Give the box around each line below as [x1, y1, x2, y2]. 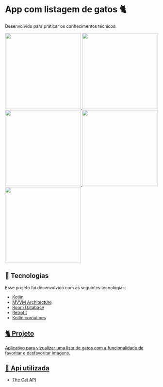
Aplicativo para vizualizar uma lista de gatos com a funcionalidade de [5, 345, 144, 350]
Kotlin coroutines [12, 314, 46, 320]
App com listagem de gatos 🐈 [5, 4, 127, 15]
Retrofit [12, 310, 27, 315]
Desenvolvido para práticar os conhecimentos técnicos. [5, 23, 117, 29]
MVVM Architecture [12, 299, 52, 305]
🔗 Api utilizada [5, 364, 49, 372]
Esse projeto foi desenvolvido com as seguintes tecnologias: [5, 284, 126, 290]
